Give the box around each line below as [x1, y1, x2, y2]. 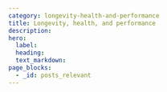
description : [8, 26, 52, 34]
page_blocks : [8, 64, 52, 72]
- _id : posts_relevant [15, 71, 92, 79]
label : [15, 42, 38, 50]
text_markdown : [15, 57, 67, 65]
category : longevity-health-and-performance [8, 11, 160, 20]
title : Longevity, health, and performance [8, 19, 157, 27]
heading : [15, 49, 45, 57]
